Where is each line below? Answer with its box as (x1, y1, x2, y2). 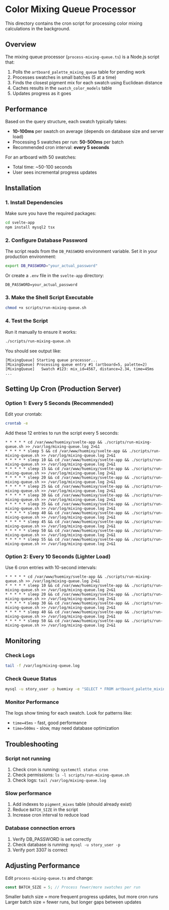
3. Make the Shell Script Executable (5, 294, 94, 301)
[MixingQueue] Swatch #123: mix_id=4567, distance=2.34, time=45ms (5, 366, 154, 372)
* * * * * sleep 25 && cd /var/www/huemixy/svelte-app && (5, 484, 129, 489)
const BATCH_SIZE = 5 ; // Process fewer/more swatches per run (5, 885, 141, 890)
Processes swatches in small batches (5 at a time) (12, 74, 117, 80)
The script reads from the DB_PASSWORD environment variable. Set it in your (5, 248, 157, 255)
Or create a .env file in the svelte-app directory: (5, 273, 104, 279)
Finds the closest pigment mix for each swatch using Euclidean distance (12, 79, 162, 85)
